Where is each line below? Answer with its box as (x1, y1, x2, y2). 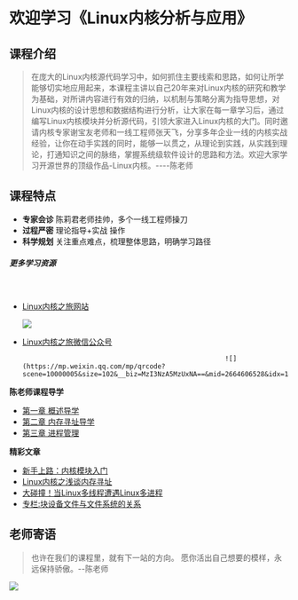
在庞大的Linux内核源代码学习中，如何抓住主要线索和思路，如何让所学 (30, 72, 285, 82)
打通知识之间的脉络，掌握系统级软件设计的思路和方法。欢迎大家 (46, 149, 280, 160)
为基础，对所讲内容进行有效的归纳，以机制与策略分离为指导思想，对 (30, 94, 280, 104)
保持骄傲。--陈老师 (38, 563, 109, 573)
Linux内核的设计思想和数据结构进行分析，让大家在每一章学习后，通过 (30, 105, 285, 115)
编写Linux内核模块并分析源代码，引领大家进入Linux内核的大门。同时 (30, 116, 281, 126)
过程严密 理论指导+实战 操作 (21, 225, 126, 235)
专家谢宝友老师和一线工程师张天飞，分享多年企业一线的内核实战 (54, 127, 288, 138)
